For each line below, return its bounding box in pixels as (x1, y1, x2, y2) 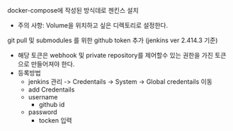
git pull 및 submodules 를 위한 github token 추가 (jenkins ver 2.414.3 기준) (7, 36, 218, 44)
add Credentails (28, 85, 75, 94)
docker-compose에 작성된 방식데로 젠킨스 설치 (7, 6, 140, 14)
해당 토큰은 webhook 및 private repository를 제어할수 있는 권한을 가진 (17, 51, 214, 59)
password (28, 108, 58, 116)
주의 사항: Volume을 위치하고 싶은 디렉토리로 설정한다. (17, 21, 169, 30)
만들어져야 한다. (30, 60, 75, 68)
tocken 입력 (38, 116, 72, 125)
